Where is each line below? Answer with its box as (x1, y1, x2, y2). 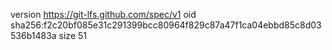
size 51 (58, 30, 87, 41)
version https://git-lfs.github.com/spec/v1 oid (10, 9, 197, 20)
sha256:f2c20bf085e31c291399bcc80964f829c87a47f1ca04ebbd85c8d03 (10, 19, 322, 31)
